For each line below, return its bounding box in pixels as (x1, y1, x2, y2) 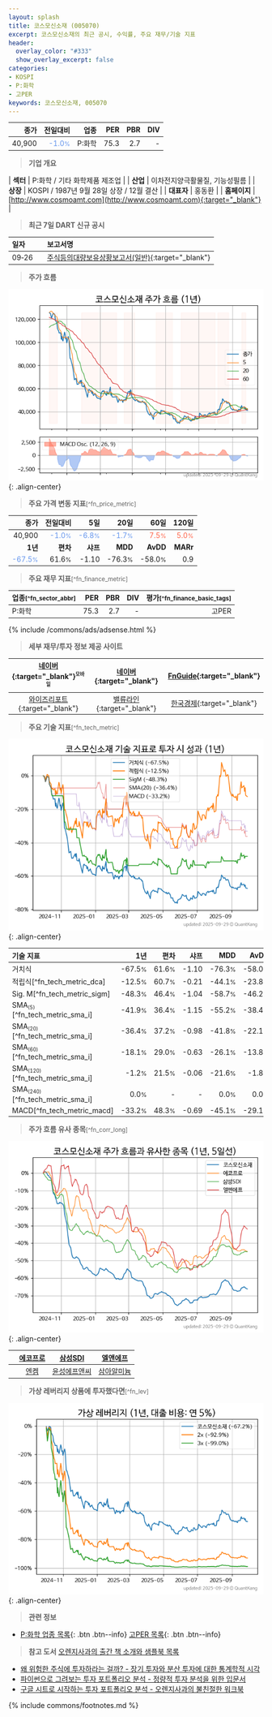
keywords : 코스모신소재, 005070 (8, 98, 108, 107)
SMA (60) (11, 1043, 39, 1053)
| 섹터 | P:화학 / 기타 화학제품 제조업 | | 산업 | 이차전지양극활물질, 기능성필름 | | (8, 175, 256, 185)
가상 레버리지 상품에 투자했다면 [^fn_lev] (28, 1386, 149, 1396)
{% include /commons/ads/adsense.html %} (8, 625, 156, 635)
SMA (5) (11, 1000, 36, 1011)
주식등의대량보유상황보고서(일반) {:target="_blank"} (47, 252, 210, 263)
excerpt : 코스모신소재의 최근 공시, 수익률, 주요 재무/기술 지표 (8, 30, 196, 38)
